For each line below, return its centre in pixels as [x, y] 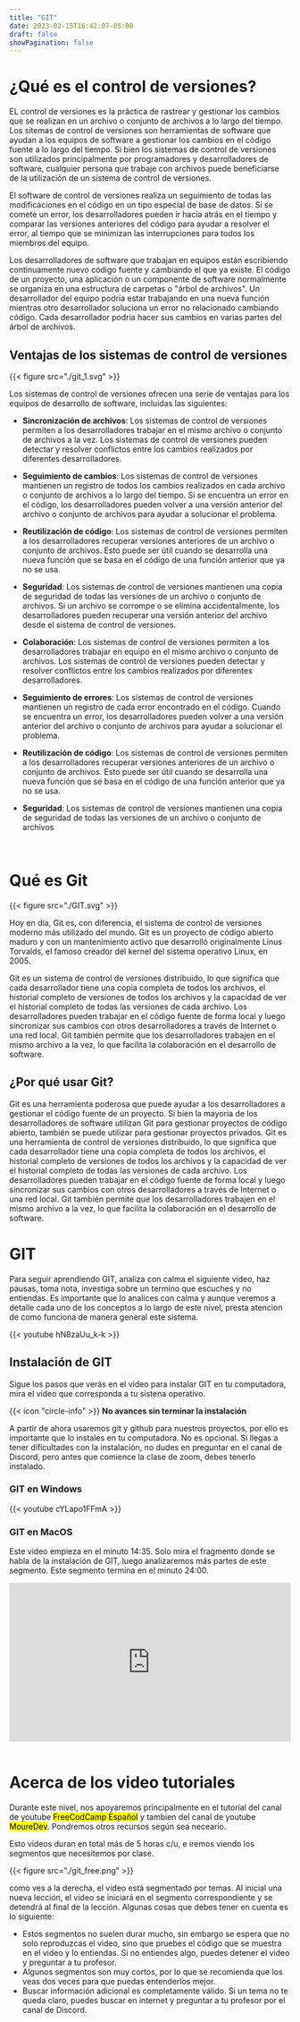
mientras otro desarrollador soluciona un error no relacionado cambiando [144, 308]
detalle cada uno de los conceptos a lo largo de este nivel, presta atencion [146, 1307]
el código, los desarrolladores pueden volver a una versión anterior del [152, 505]
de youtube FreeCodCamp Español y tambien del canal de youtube [133, 1816]
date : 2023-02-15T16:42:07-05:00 [71, 26]
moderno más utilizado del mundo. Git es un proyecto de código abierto [142, 932]
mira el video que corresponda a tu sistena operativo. [108, 1393]
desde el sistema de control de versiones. [99, 624]
